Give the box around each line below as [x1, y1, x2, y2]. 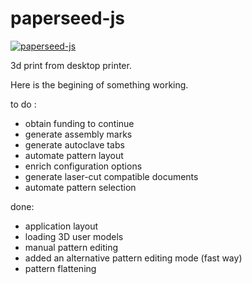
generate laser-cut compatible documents [24, 170, 199, 182]
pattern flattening [24, 262, 97, 274]
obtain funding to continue [24, 117, 135, 129]
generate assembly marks [24, 128, 133, 140]
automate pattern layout [24, 149, 124, 161]
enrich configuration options [24, 160, 143, 172]
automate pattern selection [24, 181, 137, 193]
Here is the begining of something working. [10, 78, 189, 91]
